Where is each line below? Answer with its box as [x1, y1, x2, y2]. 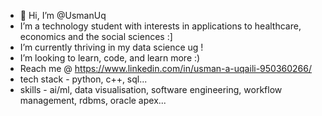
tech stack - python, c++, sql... [19, 73, 148, 85]
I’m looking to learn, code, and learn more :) [19, 52, 201, 64]
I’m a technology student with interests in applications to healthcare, [19, 20, 302, 32]
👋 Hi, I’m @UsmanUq [19, 10, 107, 21]
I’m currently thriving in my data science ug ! [19, 41, 204, 53]
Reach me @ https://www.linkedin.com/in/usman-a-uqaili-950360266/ [19, 63, 313, 74]
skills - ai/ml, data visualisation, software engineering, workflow [19, 84, 283, 95]
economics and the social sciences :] [19, 31, 173, 42]
